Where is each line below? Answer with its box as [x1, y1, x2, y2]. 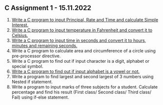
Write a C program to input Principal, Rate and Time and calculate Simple [11, 17, 159, 22]
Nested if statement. [11, 79, 53, 85]
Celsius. [11, 32, 28, 38]
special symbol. [11, 63, 43, 69]
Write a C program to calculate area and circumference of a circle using [11, 48, 156, 53]
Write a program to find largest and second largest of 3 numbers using [11, 73, 154, 79]
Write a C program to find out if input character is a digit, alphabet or [11, 58, 150, 64]
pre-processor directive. [11, 53, 61, 59]
